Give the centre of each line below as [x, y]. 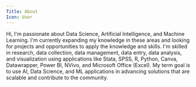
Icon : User [19, 17]
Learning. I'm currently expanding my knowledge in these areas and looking [98, 40]
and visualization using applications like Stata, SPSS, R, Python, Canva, [92, 59]
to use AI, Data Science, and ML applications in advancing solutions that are [98, 71]
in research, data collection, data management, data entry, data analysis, [94, 52]
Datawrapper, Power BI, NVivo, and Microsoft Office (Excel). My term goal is [98, 65]
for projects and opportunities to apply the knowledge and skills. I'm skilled [97, 46]
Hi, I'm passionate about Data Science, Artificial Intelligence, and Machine [95, 34]
